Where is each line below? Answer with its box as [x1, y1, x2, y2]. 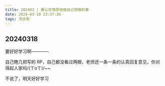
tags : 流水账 [5, 16, 30, 21]
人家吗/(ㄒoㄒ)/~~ [13, 65, 51, 71]
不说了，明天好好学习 [5, 76, 49, 82]
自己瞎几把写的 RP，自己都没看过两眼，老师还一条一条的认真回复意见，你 [5, 59, 156, 65]
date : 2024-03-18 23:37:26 [5, 12, 61, 17]
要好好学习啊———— [5, 48, 49, 54]
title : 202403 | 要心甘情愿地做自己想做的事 [5, 7, 89, 12]
